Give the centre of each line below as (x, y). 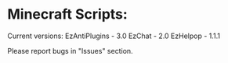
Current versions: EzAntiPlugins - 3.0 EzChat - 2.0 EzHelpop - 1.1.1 (114, 36)
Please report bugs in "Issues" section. (71, 51)
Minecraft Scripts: (68, 14)
